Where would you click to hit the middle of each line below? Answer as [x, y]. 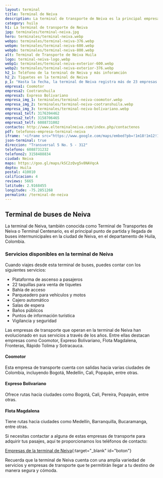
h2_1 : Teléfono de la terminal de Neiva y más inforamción [66, 73]
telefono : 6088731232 [27, 150]
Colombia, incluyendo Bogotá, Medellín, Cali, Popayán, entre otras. [72, 373]
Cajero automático [31, 300]
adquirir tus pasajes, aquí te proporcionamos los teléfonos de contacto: [76, 441]
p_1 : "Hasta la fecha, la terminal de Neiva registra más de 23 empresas [81, 82]
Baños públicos [27, 310]
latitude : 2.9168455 [26, 186]
